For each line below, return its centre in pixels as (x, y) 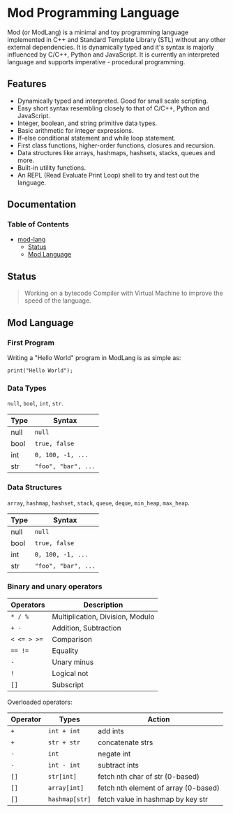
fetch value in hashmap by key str (152, 799)
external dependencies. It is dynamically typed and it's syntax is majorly (111, 47)
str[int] (62, 776)
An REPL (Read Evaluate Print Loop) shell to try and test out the (108, 175)
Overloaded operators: (40, 702)
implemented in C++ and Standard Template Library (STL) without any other (116, 39)
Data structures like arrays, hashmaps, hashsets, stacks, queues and (116, 152)
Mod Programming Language (93, 13)
